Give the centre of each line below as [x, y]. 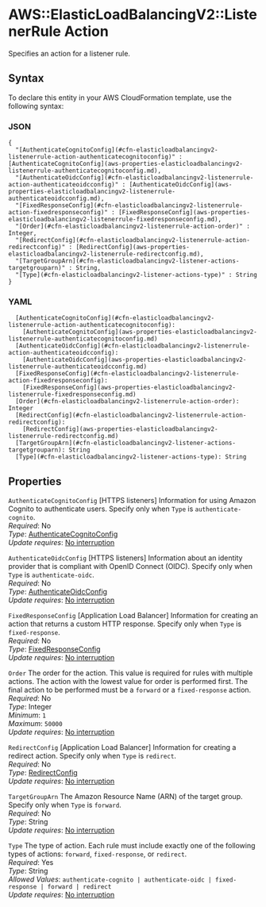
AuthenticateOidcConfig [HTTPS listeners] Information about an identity [125, 558]
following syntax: [36, 106]
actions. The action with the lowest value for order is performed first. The [128, 682]
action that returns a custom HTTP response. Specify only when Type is [125, 624]
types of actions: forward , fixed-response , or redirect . [98, 854]
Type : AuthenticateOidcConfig [58, 592]
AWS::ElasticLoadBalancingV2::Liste [133, 15]
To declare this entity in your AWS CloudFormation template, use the [120, 98]
